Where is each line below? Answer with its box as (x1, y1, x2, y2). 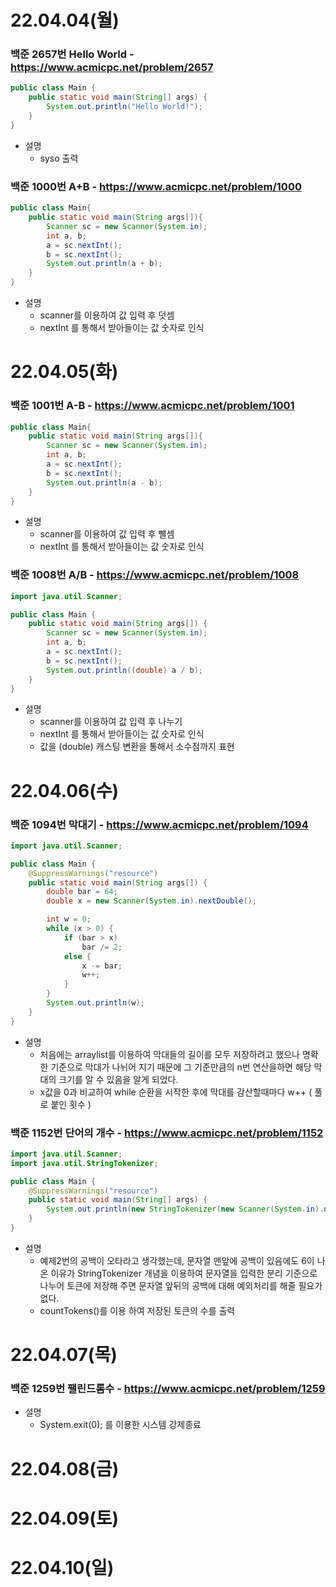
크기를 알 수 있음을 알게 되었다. (58, 1073, 179, 1085)
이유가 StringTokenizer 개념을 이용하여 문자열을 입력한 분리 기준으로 (50, 1267, 318, 1279)
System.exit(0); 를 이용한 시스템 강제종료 (39, 1419, 202, 1431)
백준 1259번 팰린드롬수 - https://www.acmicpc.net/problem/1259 (10, 1382, 326, 1396)
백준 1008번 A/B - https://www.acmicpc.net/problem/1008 (10, 568, 300, 582)
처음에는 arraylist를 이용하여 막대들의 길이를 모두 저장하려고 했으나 (39, 1048, 300, 1060)
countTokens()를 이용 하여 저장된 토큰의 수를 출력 (39, 1304, 236, 1316)
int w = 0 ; (46, 914, 92, 925)
